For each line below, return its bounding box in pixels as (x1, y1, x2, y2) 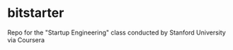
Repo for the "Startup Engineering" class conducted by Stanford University (7, 28, 227, 37)
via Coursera (7, 35, 45, 44)
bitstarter (7, 5, 64, 21)
